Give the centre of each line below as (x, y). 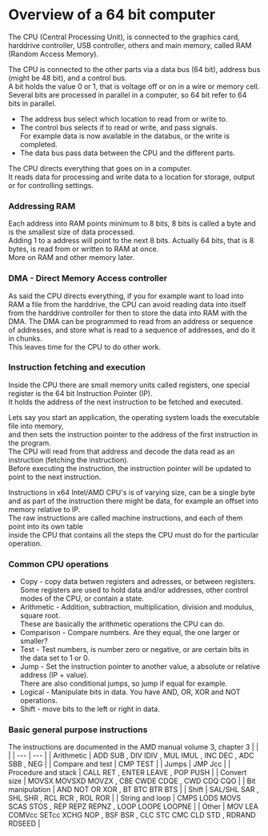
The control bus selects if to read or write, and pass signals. (118, 127)
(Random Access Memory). (53, 54)
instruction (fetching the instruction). (69, 460)
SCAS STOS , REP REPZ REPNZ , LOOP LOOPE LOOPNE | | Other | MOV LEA (133, 806)
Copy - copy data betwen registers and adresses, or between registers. (138, 582)
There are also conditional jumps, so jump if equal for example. (124, 684)
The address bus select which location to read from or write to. (124, 118)
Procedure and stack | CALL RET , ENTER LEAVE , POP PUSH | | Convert (128, 773)
